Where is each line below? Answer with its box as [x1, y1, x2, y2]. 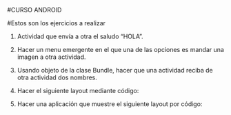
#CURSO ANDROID [7, 6, 62, 14]
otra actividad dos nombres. [17, 73, 98, 81]
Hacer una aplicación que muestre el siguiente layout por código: [17, 100, 203, 108]
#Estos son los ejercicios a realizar [7, 19, 106, 27]
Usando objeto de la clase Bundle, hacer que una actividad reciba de [17, 66, 214, 74]
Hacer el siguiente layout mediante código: [17, 87, 139, 94]
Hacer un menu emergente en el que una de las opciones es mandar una [17, 46, 224, 53]
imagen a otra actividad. [17, 53, 86, 61]
